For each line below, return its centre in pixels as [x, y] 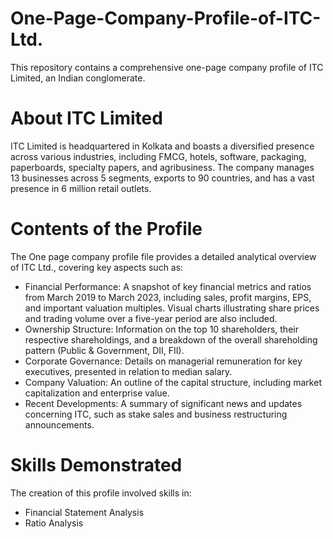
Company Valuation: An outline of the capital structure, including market [173, 382]
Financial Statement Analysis [84, 512]
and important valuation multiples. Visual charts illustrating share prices [172, 308]
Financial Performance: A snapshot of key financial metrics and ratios [168, 286]
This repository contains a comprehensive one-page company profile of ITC [167, 67]
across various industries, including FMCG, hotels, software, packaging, [158, 156]
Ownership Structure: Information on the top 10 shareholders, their [161, 329]
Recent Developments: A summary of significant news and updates [163, 403]
